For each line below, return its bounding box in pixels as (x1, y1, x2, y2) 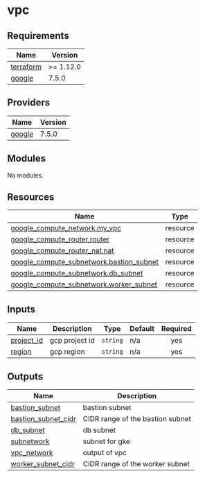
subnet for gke (82, 436, 130, 446)
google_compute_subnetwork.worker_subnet (10, 280, 158, 289)
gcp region (49, 347, 85, 357)
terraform (10, 62, 42, 71)
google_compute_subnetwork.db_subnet (10, 268, 143, 278)
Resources (7, 191, 55, 203)
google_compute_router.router (10, 234, 110, 244)
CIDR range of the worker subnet (82, 459, 190, 469)
